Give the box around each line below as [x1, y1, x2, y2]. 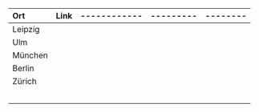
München [12, 50, 48, 61]
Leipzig [12, 24, 40, 34]
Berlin [12, 63, 34, 74]
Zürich [12, 76, 38, 86]
